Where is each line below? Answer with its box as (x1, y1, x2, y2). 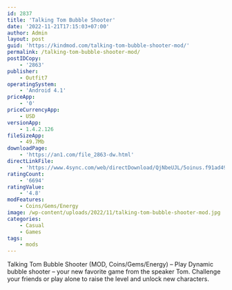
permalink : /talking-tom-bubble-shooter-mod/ (7, 49, 140, 56)
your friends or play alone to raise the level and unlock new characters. (7, 275, 209, 283)
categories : (7, 215, 41, 222)
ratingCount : (7, 171, 45, 177)
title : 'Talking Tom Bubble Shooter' (7, 17, 116, 23)
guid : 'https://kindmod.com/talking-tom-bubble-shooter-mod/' (7, 42, 190, 49)
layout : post (7, 36, 45, 43)
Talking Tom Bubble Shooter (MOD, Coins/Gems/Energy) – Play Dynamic (7, 260, 214, 269)
